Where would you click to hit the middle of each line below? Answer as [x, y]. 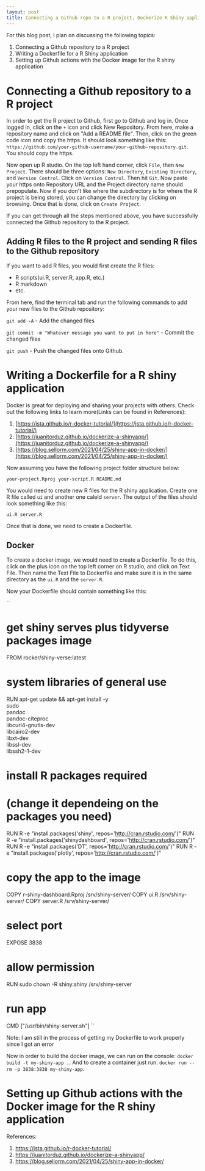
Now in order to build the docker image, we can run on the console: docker [100, 1056]
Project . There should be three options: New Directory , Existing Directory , [102, 172]
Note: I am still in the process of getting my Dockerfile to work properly [95, 1037]
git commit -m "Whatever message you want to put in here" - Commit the [100, 333]
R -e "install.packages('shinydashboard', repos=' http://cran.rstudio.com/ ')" [101, 840]
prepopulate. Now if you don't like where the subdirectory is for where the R [102, 191]
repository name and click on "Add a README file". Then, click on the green [102, 134]
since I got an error [30, 1044]
